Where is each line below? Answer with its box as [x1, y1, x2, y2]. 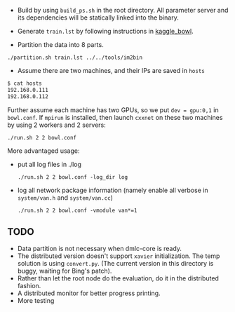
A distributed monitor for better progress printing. [17, 289, 161, 297]
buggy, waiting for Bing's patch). [17, 266, 112, 276]
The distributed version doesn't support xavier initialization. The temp [17, 252, 220, 260]
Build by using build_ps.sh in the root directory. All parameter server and [17, 6, 229, 14]
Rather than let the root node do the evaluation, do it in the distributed [17, 274, 220, 283]
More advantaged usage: [7, 147, 80, 155]
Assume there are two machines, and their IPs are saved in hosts [17, 67, 205, 74]
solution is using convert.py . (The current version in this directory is [17, 259, 214, 268]
